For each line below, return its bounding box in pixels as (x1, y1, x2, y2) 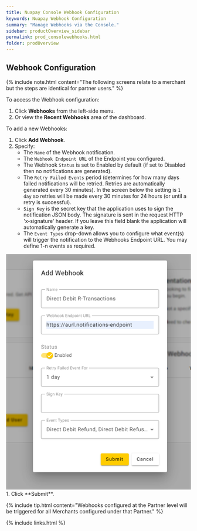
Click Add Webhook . (14, 136, 66, 143)
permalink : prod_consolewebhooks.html (6, 34, 101, 40)
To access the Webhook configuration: (6, 96, 100, 103)
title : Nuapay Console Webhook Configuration (6, 9, 119, 15)
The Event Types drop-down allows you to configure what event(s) (23, 229, 185, 237)
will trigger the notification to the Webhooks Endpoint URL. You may (23, 236, 188, 243)
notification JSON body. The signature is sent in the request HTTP (23, 211, 184, 218)
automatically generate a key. (23, 224, 95, 231)
